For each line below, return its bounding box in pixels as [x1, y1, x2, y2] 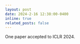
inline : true [5, 16, 32, 21]
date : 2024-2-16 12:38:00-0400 [5, 12, 69, 16]
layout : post [5, 7, 32, 12]
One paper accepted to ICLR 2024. [5, 34, 76, 40]
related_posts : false [5, 20, 49, 26]
